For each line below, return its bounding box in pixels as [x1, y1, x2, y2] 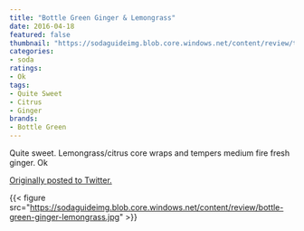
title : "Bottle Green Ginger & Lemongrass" [9, 13, 176, 23]
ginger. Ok [9, 158, 48, 168]
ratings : [9, 64, 43, 73]
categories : [9, 47, 54, 56]
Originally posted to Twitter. [9, 175, 113, 186]
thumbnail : [9, 38, 51, 48]
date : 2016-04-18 [9, 22, 75, 31]
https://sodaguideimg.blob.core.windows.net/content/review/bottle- [30, 202, 284, 213]
